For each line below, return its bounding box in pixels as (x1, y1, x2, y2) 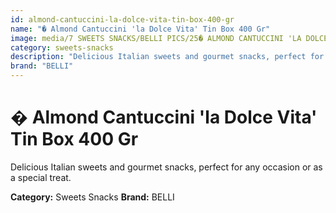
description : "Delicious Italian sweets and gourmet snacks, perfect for (10, 52, 325, 62)
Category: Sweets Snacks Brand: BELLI (10, 191, 175, 203)
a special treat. (10, 171, 72, 183)
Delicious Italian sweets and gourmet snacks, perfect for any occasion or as (10, 161, 323, 173)
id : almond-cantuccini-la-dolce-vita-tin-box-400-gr (10, 14, 235, 25)
